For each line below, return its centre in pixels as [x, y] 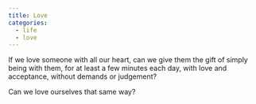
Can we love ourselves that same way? [72, 92]
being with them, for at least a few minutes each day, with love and [118, 69]
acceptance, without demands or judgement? [83, 76]
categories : [28, 23]
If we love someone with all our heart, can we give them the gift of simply [128, 60]
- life [26, 30]
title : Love [28, 15]
